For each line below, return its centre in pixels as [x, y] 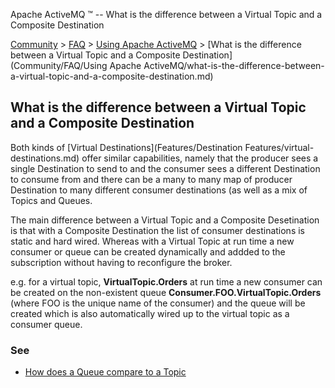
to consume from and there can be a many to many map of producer [151, 179]
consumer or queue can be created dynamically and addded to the [148, 251]
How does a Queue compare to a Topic [105, 372]
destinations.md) [45, 158]
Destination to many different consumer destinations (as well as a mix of [159, 190]
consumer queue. [46, 324]
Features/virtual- [279, 147]
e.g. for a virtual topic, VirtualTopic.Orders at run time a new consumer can [166, 281]
